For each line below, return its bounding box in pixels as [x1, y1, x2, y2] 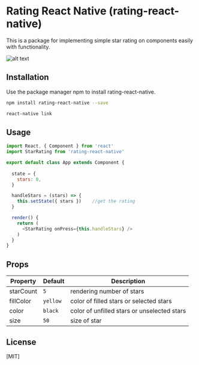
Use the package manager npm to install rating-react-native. [6, 88, 156, 95]
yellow [43, 298, 62, 304]
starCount [9, 287, 38, 295]
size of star [70, 316, 102, 325]
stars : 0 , [17, 176, 42, 182]
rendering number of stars [70, 287, 144, 295]
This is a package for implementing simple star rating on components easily [6, 37, 194, 44]
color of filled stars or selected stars [70, 297, 172, 306]
